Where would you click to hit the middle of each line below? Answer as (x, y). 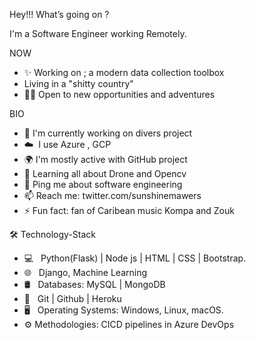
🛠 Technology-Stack (53, 234)
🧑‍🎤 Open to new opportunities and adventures (119, 94)
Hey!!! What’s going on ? (59, 14)
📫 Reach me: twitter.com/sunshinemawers (112, 195)
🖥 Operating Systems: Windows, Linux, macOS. (123, 310)
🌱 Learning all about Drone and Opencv (105, 173)
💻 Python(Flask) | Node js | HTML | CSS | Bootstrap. (135, 258)
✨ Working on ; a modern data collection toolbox (124, 72)
